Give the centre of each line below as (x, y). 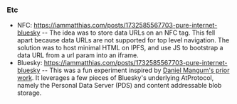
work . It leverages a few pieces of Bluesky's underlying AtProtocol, (115, 78)
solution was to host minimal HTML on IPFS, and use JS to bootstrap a (120, 48)
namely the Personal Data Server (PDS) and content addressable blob (119, 86)
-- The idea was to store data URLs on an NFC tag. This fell (128, 33)
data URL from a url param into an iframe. (78, 55)
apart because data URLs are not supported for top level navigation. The (123, 40)
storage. (29, 93)
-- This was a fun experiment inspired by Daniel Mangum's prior (136, 70)
